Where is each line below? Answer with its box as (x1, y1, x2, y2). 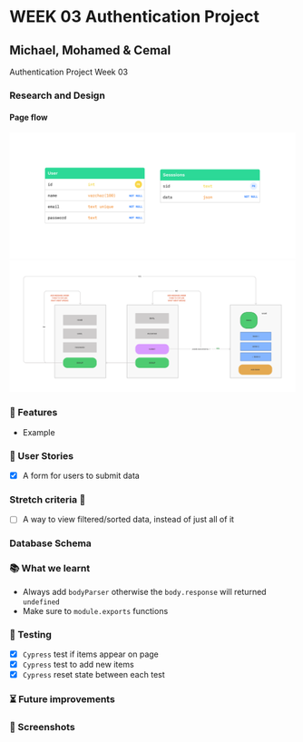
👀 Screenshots (9, 720, 75, 733)
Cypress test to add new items (22, 659, 134, 669)
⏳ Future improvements (9, 693, 115, 706)
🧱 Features (9, 406, 58, 419)
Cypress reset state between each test (22, 669, 165, 680)
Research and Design (9, 89, 106, 102)
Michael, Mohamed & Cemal (9, 43, 171, 58)
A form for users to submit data (22, 470, 141, 481)
